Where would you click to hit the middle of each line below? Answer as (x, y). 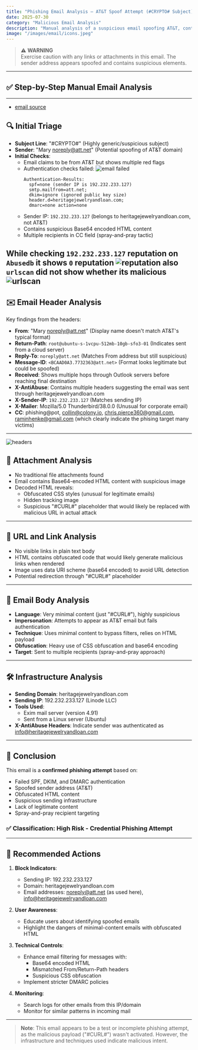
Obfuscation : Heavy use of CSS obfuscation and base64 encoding (96, 646)
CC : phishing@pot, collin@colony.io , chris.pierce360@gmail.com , (95, 412)
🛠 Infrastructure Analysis (55, 677)
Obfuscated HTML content (47, 794)
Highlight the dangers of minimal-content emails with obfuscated (102, 928)
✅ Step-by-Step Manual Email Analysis (79, 87)
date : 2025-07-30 (27, 17)
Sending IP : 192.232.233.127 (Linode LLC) (66, 701)
